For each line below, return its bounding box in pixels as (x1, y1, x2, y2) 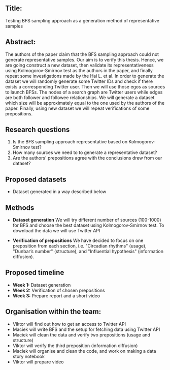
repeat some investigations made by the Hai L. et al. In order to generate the (5, 73, 164, 79)
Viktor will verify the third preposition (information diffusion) (12, 343, 138, 349)
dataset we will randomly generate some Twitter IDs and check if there (5, 78, 153, 84)
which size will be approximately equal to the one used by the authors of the (5, 100, 165, 106)
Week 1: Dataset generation (12, 282, 71, 288)
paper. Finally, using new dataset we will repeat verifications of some (5, 105, 150, 111)
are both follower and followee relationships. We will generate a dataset (5, 94, 155, 101)
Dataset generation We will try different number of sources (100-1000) (12, 217, 161, 223)
